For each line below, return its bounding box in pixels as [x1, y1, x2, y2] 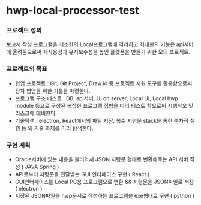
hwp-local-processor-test [6, 4, 139, 17]
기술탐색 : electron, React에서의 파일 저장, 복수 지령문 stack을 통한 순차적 [14, 117, 189, 124]
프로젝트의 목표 [6, 65, 48, 73]
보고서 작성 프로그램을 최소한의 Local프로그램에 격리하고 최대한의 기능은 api [6, 41, 184, 48]
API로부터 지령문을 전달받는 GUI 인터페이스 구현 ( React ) [14, 171, 150, 178]
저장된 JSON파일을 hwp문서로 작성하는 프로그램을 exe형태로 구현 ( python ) [14, 192, 195, 200]
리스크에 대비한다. [14, 109, 57, 117]
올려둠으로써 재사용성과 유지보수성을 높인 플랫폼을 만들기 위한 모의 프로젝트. [12, 49, 191, 56]
